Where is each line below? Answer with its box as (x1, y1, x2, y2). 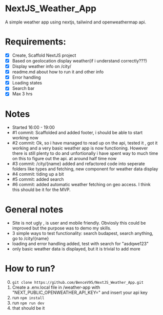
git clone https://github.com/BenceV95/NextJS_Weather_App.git (12, 280, 144, 285)
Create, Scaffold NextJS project (12, 52, 77, 58)
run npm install (12, 295, 45, 301)
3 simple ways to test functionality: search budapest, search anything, (12, 231, 154, 236)
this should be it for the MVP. (12, 187, 71, 193)
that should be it (12, 305, 45, 311)
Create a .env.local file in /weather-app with (12, 284, 101, 291)
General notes (5, 204, 63, 215)
